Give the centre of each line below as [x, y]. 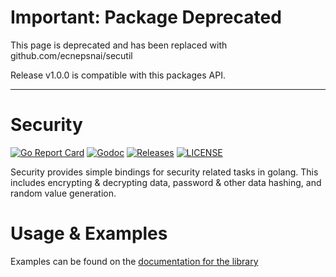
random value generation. [63, 193]
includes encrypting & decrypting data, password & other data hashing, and [166, 182]
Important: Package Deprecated [146, 17]
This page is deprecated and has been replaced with [119, 45]
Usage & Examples [89, 233]
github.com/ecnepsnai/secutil [71, 55]
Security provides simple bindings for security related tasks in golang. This [164, 172]
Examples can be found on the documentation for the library [134, 261]
